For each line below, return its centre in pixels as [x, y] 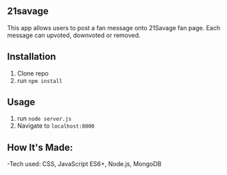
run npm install [40, 80]
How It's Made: [40, 147]
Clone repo [33, 73]
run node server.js [44, 119]
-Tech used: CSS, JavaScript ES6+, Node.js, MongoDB [84, 164]
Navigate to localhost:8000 [56, 126]
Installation [32, 57]
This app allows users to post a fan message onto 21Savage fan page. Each [114, 27]
